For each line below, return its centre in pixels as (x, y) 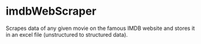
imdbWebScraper (51, 11)
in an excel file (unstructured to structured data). (67, 34)
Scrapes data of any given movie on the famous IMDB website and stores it (100, 28)
